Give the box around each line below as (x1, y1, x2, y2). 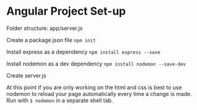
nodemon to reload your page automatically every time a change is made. (6, 90, 192, 97)
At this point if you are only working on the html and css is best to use (6, 84, 182, 91)
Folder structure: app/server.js (6, 24, 83, 32)
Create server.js (6, 71, 46, 79)
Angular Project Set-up (6, 4, 126, 18)
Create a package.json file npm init (6, 36, 96, 43)
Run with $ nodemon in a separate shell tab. (6, 97, 113, 104)
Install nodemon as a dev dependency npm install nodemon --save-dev (6, 60, 187, 67)
